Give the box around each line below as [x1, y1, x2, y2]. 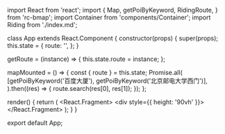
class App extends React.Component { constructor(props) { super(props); [7, 34, 219, 42]
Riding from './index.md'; [7, 21, 78, 28]
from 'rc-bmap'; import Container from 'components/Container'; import [7, 13, 211, 22]
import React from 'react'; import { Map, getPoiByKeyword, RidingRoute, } [7, 6, 218, 14]
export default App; [7, 119, 63, 127]
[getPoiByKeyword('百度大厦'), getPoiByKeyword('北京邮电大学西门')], [7, 76, 208, 85]
